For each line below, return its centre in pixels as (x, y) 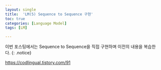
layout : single (21, 10)
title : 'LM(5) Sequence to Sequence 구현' (49, 14)
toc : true (15, 19)
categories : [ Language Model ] (36, 23)
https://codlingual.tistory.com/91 (38, 63)
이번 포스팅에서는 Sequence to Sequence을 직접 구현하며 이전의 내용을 (74, 47)
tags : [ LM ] (16, 28)
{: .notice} (22, 53)
